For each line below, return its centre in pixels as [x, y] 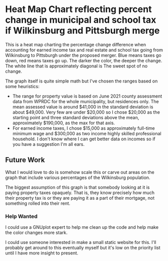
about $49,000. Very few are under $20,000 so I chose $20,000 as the [86, 112]
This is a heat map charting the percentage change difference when [76, 44]
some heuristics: [22, 86]
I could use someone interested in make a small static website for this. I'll [81, 242]
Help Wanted [21, 216]
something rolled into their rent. [38, 203]
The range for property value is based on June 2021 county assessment [87, 96]
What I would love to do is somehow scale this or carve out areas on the [80, 172]
